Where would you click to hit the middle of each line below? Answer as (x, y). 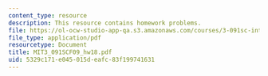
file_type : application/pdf (55, 38)
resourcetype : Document (48, 45)
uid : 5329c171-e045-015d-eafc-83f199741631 (82, 60)
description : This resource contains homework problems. (105, 23)
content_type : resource (48, 15)
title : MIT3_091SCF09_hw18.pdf (60, 52)
